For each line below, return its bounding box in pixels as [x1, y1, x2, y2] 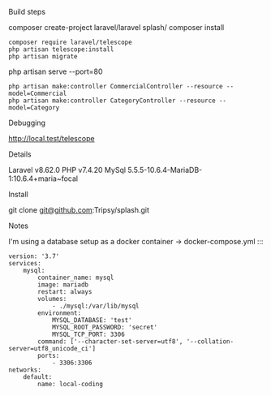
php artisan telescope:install [8, 45, 114, 54]
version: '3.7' [8, 252, 60, 260]
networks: [8, 366, 42, 374]
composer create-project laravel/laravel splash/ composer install [8, 23, 225, 32]
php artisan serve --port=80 [8, 67, 103, 76]
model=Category [8, 104, 60, 112]
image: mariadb [37, 281, 89, 289]
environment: [37, 309, 82, 317]
